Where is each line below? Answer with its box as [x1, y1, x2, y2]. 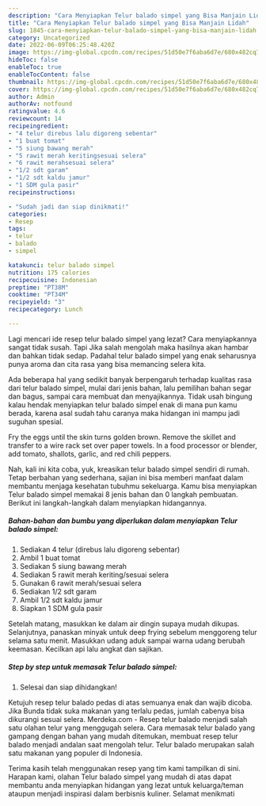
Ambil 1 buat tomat [19, 552, 81, 563]
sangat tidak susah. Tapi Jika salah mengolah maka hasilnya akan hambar [8, 342, 249, 352]
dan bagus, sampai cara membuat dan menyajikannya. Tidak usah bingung [8, 392, 253, 401]
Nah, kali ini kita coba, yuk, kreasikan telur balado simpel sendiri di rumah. [8, 464, 250, 474]
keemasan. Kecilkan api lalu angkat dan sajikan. [8, 644, 164, 654]
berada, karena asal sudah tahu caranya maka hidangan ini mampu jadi [8, 408, 240, 418]
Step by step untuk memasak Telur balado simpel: [8, 663, 177, 672]
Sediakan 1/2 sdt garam [19, 586, 97, 596]
